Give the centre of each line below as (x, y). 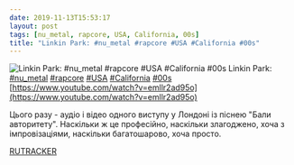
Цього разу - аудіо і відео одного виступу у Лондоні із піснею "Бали (141, 115)
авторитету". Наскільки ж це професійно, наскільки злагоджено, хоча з (147, 124)
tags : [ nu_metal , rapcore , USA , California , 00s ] (105, 34)
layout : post (34, 26)
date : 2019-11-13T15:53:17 (60, 18)
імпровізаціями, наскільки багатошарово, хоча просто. (115, 134)
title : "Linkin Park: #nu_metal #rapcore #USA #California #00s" (134, 43)
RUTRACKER (33, 151)
